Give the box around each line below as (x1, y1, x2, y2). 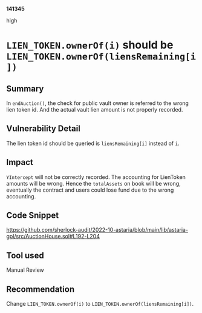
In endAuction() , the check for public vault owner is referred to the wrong (6, 99, 189, 107)
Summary (6, 83, 44, 93)
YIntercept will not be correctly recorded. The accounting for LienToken (6, 173, 186, 181)
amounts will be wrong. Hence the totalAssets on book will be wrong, (6, 180, 181, 187)
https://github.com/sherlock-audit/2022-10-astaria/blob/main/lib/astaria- (6, 226, 189, 234)
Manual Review (6, 266, 44, 274)
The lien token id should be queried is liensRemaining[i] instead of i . (6, 140, 180, 147)
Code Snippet (6, 210, 59, 221)
